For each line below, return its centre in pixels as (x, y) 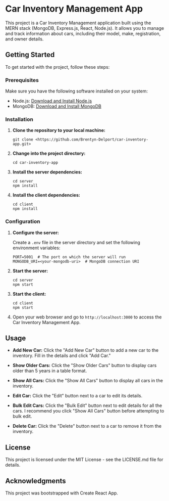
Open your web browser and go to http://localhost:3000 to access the (87, 317)
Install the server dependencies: (47, 172)
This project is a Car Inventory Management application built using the (78, 23)
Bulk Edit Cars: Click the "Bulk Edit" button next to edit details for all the (87, 405)
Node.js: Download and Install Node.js (52, 101)
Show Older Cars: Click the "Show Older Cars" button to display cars (84, 366)
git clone (23, 140)
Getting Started (30, 55)
